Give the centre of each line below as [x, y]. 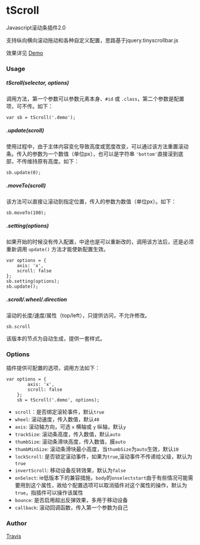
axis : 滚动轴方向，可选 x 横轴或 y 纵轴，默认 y [70, 427]
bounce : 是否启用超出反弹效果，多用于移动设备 [71, 500]
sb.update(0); [24, 172]
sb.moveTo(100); [26, 213]
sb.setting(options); [33, 281]
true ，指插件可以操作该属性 [49, 493]
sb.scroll [18, 326]
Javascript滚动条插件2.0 [36, 27]
